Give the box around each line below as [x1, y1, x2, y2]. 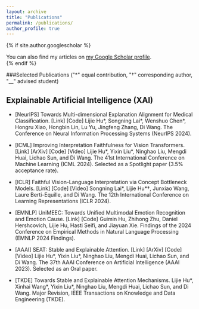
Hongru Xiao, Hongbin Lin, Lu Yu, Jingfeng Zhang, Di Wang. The [14, 124, 173, 131]
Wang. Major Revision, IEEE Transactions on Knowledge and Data [14, 289, 176, 296]
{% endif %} [6, 60, 37, 67]
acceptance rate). [14, 167, 58, 174]
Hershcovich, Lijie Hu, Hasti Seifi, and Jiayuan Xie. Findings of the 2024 [14, 222, 192, 229]
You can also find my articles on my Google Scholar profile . [6, 53, 152, 60]
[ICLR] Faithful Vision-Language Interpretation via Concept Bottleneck [14, 179, 187, 186]
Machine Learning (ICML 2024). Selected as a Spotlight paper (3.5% [14, 161, 184, 168]
